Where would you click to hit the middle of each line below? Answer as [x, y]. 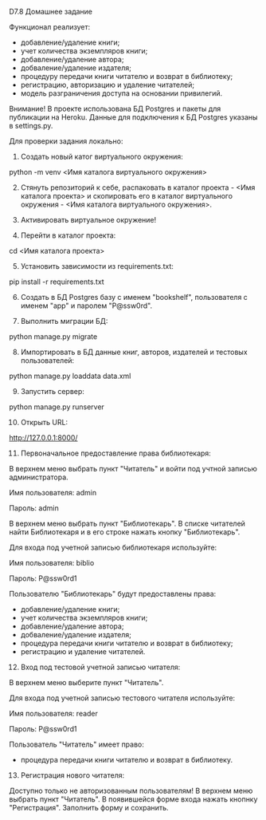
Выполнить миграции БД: [64, 321]
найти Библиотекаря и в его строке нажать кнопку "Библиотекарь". [125, 532]
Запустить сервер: [52, 391]
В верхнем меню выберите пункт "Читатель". [86, 682]
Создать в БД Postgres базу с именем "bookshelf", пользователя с [134, 297]
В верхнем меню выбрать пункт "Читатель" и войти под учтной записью [133, 469]
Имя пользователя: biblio [52, 563]
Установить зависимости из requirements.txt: [97, 266]
